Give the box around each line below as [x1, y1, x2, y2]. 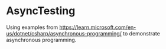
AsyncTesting [6, 4, 76, 18]
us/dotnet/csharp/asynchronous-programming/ [6, 30, 122, 37]
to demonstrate [123, 30, 161, 37]
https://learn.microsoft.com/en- [58, 24, 136, 31]
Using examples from [6, 24, 58, 31]
